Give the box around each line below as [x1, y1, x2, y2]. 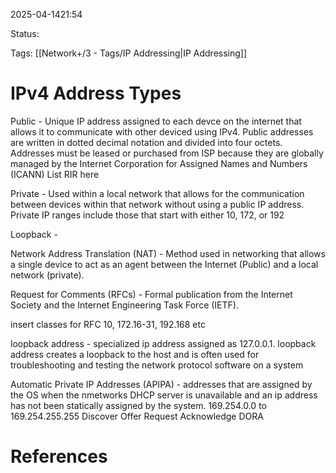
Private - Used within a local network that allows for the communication [10, 187, 305, 199]
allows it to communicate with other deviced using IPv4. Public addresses [10, 125, 314, 138]
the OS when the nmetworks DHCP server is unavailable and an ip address [10, 389, 318, 401]
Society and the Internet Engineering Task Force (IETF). [10, 299, 239, 311]
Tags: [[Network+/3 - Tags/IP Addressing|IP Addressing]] [10, 47, 248, 59]
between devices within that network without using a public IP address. [10, 198, 305, 210]
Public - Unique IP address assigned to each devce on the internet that [10, 115, 302, 127]
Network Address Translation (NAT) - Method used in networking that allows [10, 247, 326, 259]
